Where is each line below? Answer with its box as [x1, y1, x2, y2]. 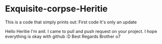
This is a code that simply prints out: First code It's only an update [5, 19, 137, 25]
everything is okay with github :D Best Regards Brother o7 [5, 33, 121, 39]
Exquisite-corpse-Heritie [5, 3, 108, 14]
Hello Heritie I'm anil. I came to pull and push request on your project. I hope [5, 28, 158, 34]
